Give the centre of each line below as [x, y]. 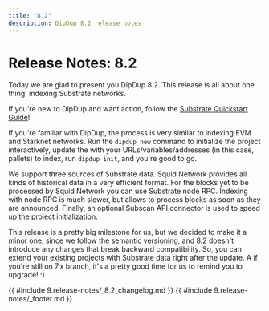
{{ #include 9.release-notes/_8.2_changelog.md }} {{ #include [110, 290]
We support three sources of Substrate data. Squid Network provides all [128, 174]
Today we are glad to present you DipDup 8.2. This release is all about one [131, 85]
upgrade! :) [27, 275]
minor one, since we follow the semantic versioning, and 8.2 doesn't [121, 240]
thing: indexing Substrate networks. [67, 94]
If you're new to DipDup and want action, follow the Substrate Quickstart [128, 109]
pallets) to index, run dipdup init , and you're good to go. [103, 159]
